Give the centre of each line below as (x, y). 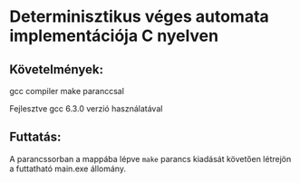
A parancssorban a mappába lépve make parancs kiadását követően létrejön (150, 159)
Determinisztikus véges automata (139, 17)
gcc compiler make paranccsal (67, 91)
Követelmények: (57, 69)
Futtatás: (35, 137)
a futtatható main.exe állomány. (68, 169)
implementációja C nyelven (114, 36)
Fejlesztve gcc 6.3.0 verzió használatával (86, 109)
